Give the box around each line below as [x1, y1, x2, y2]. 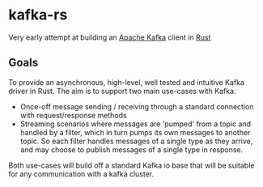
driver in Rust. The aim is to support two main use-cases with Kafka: [8, 86, 236, 96]
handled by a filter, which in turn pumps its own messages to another [19, 127, 251, 137]
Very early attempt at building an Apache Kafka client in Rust [8, 32, 211, 42]
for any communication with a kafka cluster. [8, 168, 155, 179]
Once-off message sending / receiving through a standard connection [19, 101, 254, 111]
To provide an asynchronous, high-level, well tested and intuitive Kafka [8, 77, 245, 87]
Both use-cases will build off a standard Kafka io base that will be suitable [8, 160, 255, 170]
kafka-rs [8, 6, 68, 24]
